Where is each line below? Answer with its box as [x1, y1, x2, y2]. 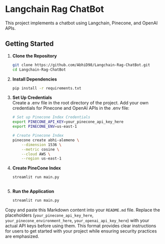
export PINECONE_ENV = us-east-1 [12, 124, 77, 129]
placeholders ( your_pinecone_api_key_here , [5, 212, 94, 218]
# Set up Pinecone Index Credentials [12, 115, 91, 120]
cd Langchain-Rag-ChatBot [12, 67, 66, 72]
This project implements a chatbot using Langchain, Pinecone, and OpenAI [5, 20, 158, 26]
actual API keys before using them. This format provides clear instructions [5, 223, 157, 229]
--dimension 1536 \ [21, 142, 62, 147]
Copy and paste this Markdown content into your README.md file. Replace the [5, 207, 160, 213]
